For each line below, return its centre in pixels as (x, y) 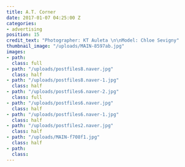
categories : (21, 23)
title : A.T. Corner (31, 12)
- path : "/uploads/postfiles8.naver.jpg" (60, 69)
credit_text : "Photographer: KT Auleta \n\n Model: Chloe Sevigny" (93, 40)
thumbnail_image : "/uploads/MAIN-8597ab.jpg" (65, 46)
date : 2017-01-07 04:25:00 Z (43, 18)
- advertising (25, 29)
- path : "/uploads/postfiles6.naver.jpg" (60, 103)
